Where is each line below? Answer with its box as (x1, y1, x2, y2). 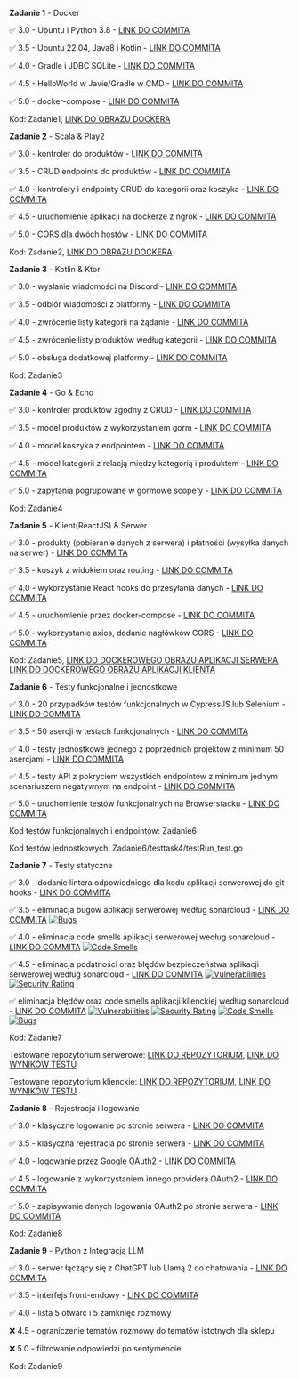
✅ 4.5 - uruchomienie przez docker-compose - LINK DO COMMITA (9, 609, 255, 620)
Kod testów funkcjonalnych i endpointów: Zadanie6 (9, 826, 198, 835)
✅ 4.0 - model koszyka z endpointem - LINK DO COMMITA (9, 440, 225, 450)
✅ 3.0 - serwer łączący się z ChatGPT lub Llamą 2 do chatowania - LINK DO (9, 1262, 287, 1273)
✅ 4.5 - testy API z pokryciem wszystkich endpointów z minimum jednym (9, 771, 279, 781)
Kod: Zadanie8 (9, 1228, 63, 1238)
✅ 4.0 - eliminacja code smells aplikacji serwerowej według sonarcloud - (9, 931, 276, 942)
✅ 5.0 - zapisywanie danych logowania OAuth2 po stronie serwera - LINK (9, 1201, 279, 1211)
